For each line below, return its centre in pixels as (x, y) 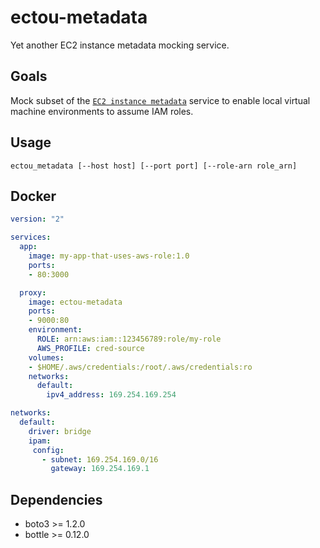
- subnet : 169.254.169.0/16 (100, 459)
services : (31, 237)
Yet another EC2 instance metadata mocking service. (120, 45)
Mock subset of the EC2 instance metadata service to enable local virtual (160, 100)
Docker (33, 196)
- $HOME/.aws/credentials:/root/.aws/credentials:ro (140, 367)
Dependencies (56, 499)
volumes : (46, 357)
